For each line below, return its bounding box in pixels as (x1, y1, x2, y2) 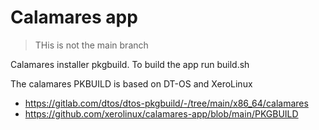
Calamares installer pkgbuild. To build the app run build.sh (10, 58, 250, 70)
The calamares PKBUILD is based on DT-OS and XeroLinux (10, 77, 253, 90)
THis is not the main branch (34, 39, 149, 51)
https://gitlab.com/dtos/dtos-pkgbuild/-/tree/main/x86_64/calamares (24, 97, 309, 109)
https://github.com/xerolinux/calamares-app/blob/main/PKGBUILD (24, 107, 299, 120)
